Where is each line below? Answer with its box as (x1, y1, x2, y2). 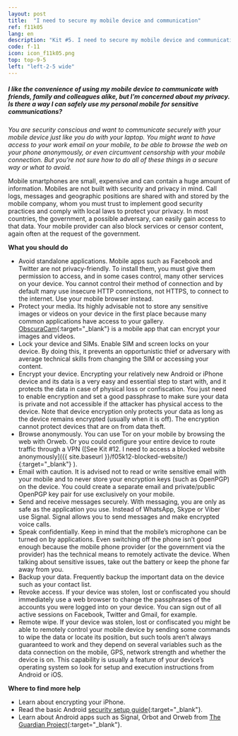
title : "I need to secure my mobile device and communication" (8, 17, 201, 24)
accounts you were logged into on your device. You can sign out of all (18, 602, 222, 611)
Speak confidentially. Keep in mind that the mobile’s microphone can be (18, 527, 227, 536)
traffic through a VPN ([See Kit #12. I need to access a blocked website (18, 444, 225, 453)
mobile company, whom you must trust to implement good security (8, 199, 203, 207)
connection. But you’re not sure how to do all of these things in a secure (8, 155, 218, 163)
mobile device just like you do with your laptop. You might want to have (8, 132, 216, 142)
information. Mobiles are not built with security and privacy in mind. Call (8, 184, 218, 192)
